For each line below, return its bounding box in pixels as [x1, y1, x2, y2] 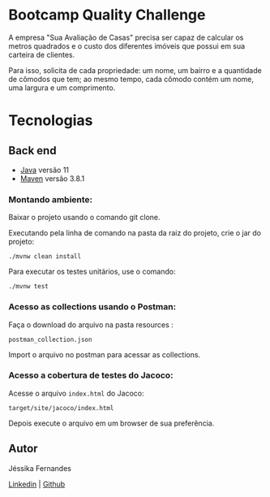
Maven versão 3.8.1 [19, 173, 85, 184]
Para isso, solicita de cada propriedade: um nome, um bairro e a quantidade [8, 65, 262, 75]
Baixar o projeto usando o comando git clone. [8, 213, 161, 223]
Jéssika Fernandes [8, 463, 71, 473]
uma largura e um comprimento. [8, 83, 116, 93]
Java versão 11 [19, 165, 70, 175]
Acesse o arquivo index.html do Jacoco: [8, 388, 144, 398]
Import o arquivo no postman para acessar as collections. [8, 349, 201, 359]
